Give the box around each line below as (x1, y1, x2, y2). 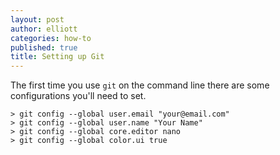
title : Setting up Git (10, 52, 105, 62)
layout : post (10, 14, 65, 25)
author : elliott (10, 24, 78, 34)
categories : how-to (10, 33, 92, 43)
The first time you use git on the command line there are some (10, 79, 270, 91)
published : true (10, 42, 78, 53)
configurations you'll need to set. (10, 90, 147, 102)
